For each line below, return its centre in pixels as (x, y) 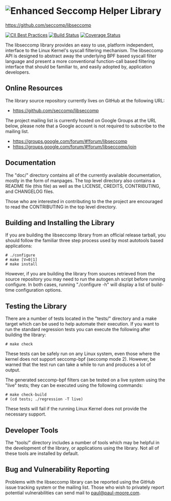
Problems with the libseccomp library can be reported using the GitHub (80, 482)
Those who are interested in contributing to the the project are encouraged (84, 201)
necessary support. (26, 414)
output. (13, 370)
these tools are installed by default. (42, 453)
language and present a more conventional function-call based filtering (80, 61)
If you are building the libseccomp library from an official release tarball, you (86, 235)
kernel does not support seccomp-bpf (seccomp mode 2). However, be (80, 359)
